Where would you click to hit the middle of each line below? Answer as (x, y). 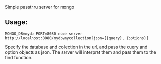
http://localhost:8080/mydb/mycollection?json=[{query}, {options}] (77, 38)
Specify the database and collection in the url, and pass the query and (76, 47)
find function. (19, 57)
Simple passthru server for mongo (40, 7)
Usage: (16, 22)
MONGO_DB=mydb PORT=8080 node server (44, 34)
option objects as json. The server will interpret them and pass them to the (80, 52)
